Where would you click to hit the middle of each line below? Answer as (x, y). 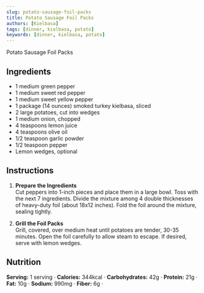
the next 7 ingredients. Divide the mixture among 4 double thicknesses (104, 198)
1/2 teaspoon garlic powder (49, 138)
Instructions (30, 171)
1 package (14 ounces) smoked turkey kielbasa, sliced (83, 105)
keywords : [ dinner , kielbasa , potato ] (56, 35)
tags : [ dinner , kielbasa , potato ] (50, 29)
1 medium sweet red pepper (50, 93)
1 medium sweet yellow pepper (54, 99)
